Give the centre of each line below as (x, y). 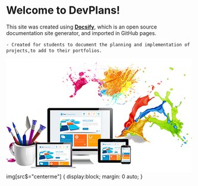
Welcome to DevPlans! (63, 10)
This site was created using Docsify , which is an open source (82, 27)
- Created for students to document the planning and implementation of (98, 45)
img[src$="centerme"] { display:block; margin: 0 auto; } (74, 176)
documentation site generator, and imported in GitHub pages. (81, 33)
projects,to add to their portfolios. (54, 51)
